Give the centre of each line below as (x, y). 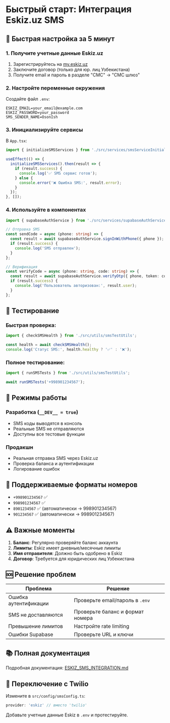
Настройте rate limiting (102, 626)
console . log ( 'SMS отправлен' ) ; (48, 248)
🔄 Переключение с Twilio (47, 684)
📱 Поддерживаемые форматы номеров (72, 485)
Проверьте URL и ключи (104, 634)
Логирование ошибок (36, 469)
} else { (24, 178)
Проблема (39, 589)
